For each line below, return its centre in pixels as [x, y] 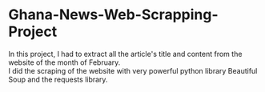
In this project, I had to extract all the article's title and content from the [125, 54]
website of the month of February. [64, 62]
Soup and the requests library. [58, 79]
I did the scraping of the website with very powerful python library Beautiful [133, 70]
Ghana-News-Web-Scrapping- [113, 15]
